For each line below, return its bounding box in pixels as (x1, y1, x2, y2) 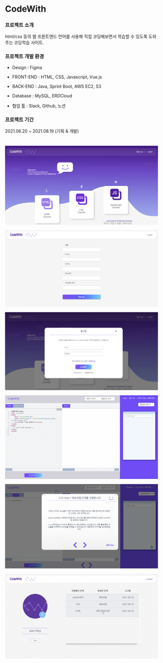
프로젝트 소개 (5, 22, 34, 29)
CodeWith (5, 3, 47, 15)
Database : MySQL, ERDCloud (12, 92, 72, 98)
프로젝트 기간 (5, 116, 34, 123)
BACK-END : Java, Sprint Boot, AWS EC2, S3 (12, 83, 101, 89)
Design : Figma (12, 64, 42, 70)
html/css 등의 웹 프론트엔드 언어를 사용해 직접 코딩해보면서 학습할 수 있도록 (5, 34, 148, 39)
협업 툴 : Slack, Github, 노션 (12, 103, 66, 109)
